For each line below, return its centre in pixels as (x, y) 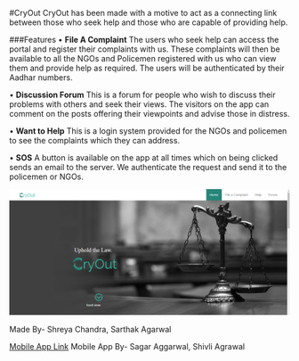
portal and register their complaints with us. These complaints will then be (145, 49)
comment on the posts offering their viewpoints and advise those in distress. (149, 114)
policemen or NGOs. (47, 176)
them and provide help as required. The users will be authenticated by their (147, 68)
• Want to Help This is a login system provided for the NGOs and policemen (148, 131)
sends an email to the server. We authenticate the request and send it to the (148, 167)
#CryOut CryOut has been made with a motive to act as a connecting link (143, 13)
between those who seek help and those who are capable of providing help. (149, 22)
